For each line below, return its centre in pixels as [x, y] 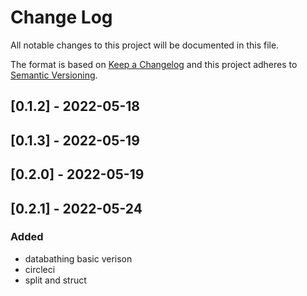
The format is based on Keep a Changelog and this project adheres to [154, 64]
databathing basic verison [78, 258]
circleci [40, 269]
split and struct [55, 280]
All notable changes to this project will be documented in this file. [145, 45]
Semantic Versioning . [54, 75]
